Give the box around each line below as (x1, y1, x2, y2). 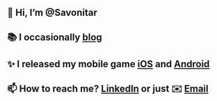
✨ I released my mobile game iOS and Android (7, 58, 210, 70)
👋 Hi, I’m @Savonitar (7, 7, 97, 19)
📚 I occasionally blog (7, 31, 102, 43)
